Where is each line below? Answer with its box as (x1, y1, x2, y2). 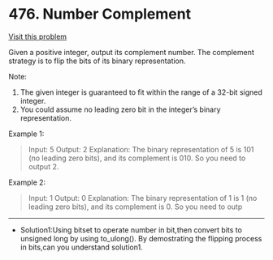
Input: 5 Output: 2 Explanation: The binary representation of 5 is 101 (28, 144, 254, 154)
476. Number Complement (8, 5, 192, 23)
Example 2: (8, 177, 46, 187)
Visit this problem (8, 32, 67, 41)
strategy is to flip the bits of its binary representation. (8, 56, 186, 66)
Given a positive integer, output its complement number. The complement (8, 47, 254, 57)
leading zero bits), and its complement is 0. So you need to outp (28, 202, 243, 211)
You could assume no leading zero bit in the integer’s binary (19, 104, 221, 114)
